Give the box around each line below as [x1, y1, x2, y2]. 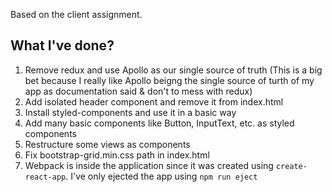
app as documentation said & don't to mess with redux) [24, 85, 253, 97]
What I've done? [10, 37, 115, 54]
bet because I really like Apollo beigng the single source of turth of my [24, 74, 315, 86]
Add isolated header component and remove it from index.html [24, 95, 284, 108]
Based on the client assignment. [10, 9, 143, 20]
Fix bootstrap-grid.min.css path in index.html [24, 149, 210, 161]
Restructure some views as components [24, 138, 191, 150]
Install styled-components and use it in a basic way [24, 106, 237, 118]
